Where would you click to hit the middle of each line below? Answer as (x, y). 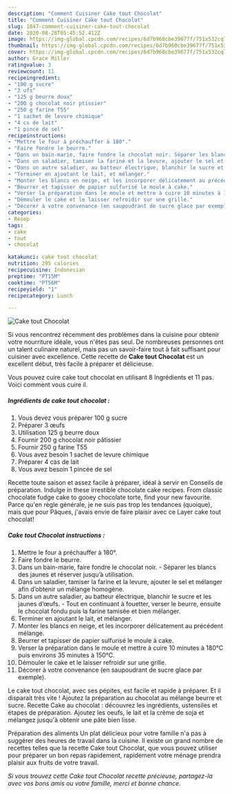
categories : (25, 213)
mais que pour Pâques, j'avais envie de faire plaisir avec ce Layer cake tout (115, 512)
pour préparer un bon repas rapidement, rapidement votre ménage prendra (114, 755)
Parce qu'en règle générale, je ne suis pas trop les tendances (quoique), (110, 505)
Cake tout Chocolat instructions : (56, 535)
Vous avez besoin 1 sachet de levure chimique (83, 455)
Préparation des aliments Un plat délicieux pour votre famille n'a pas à (107, 733)
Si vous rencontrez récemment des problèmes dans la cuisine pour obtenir (114, 335)
